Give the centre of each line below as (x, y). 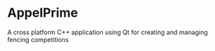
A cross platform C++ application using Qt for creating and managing (107, 32)
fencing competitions (38, 39)
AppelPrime (43, 13)
